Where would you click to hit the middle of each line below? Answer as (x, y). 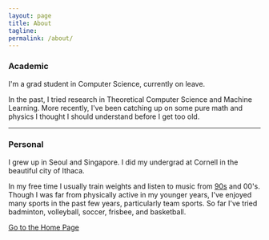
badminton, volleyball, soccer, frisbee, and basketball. (97, 212)
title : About (30, 23)
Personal (26, 144)
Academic (29, 67)
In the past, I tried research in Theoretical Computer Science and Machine (130, 99)
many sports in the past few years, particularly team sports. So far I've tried (133, 203)
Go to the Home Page (44, 227)
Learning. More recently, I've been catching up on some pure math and (125, 108)
